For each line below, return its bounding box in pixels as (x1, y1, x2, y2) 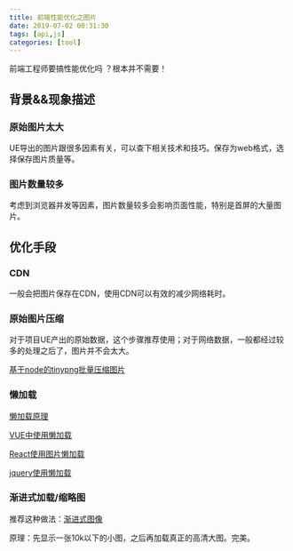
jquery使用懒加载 (9, 467, 72, 478)
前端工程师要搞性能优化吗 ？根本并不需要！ (9, 63, 167, 74)
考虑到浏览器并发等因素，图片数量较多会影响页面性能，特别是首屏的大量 (9, 200, 273, 211)
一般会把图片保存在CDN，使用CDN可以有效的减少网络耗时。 (9, 288, 231, 299)
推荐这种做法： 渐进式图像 (9, 513, 103, 524)
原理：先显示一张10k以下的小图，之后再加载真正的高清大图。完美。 (9, 532, 256, 543)
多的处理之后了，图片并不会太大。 (9, 346, 134, 356)
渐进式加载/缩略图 (9, 491, 86, 504)
